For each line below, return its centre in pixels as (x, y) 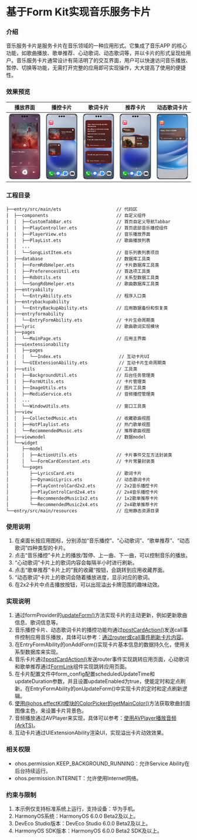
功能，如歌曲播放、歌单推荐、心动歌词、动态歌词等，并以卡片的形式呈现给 (96, 53)
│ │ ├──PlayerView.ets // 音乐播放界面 (78, 234)
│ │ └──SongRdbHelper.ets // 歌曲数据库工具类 (83, 284)
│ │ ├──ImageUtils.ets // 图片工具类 (76, 388)
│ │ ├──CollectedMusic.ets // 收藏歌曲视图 (78, 418)
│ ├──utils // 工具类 (72, 369)
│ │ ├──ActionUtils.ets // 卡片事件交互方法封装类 (89, 455)
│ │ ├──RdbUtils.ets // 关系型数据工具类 (83, 277)
